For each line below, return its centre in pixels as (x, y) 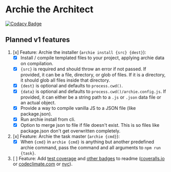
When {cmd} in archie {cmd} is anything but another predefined (87, 142)
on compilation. (37, 63)
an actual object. (38, 103)
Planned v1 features (38, 40)
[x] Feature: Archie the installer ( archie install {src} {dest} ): (79, 52)
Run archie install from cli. (48, 120)
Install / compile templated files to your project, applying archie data (92, 58)
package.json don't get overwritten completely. (70, 131)
